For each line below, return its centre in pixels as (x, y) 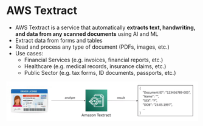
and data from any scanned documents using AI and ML (87, 33)
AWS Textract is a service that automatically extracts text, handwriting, (105, 27)
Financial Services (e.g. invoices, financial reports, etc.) (94, 60)
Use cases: (29, 53)
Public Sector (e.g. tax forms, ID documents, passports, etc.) (100, 72)
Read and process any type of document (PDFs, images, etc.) (92, 47)
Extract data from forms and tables (59, 40)
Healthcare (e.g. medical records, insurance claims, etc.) (95, 66)
